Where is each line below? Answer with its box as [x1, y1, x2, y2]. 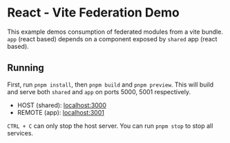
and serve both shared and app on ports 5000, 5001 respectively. [7, 87, 191, 96]
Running [7, 62, 45, 74]
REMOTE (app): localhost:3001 [17, 108, 105, 116]
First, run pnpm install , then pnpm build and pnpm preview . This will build [7, 80, 214, 89]
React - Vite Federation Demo [7, 5, 180, 21]
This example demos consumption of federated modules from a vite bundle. [7, 27, 223, 36]
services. [7, 129, 33, 137]
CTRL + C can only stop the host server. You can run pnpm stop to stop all [7, 122, 213, 130]
